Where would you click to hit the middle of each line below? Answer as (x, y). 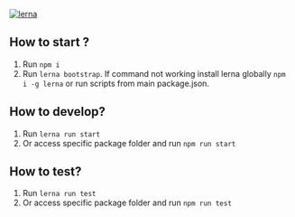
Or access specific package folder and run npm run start (129, 143)
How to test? (46, 172)
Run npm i (41, 64)
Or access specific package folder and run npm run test (127, 203)
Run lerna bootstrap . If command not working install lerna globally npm (154, 73)
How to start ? (50, 42)
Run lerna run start (61, 133)
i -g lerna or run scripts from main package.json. (116, 83)
